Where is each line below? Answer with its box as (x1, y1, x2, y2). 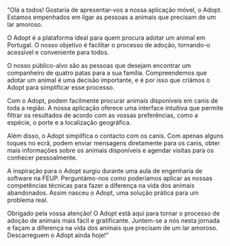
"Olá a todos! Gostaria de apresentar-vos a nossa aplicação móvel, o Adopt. (7, 6, 222, 14)
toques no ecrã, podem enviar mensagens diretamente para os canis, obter (7, 139, 220, 147)
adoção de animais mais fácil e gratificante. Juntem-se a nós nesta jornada (7, 217, 220, 225)
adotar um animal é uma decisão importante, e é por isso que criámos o (7, 76, 211, 84)
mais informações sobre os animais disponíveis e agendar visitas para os (7, 147, 214, 154)
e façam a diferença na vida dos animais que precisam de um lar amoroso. (7, 224, 218, 232)
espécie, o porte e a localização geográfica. (7, 119, 132, 126)
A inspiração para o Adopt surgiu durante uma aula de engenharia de (7, 167, 203, 175)
